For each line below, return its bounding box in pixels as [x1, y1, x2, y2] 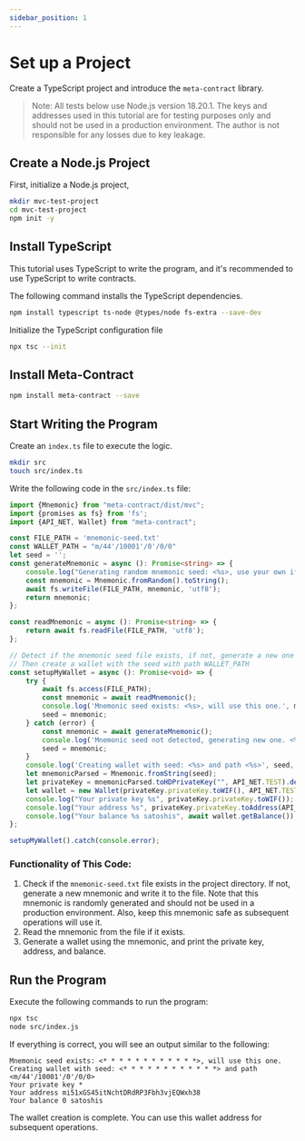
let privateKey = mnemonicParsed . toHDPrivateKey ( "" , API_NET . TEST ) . [25, 778, 290, 787]
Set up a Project [9, 52, 132, 73]
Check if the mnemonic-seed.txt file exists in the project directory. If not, [22, 878, 290, 889]
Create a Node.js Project [9, 155, 151, 171]
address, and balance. [22, 946, 106, 957]
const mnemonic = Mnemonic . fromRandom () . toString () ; [25, 576, 230, 585]
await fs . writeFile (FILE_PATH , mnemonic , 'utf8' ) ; [25, 584, 221, 593]
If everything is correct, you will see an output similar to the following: [9, 1039, 271, 1050]
